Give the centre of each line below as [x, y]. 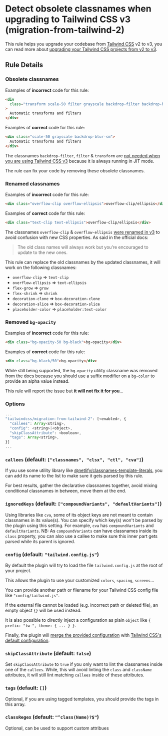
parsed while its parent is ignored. [40, 541]
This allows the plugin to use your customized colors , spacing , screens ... [80, 580]
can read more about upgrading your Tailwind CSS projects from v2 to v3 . [81, 49]
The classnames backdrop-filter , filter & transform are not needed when [83, 155]
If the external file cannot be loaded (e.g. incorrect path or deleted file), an [82, 605]
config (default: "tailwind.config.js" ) [52, 554]
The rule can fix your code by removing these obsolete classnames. [75, 170]
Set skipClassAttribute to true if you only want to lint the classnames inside [84, 664]
